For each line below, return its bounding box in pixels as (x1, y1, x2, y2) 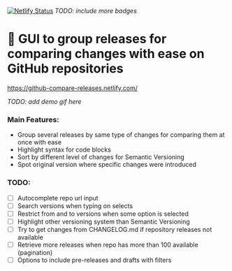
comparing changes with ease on (7, 46, 205, 62)
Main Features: (7, 115, 59, 124)
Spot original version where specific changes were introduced (17, 161, 197, 169)
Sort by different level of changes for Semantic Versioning (17, 153, 185, 161)
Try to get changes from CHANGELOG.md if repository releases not (17, 225, 212, 233)
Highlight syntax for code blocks (17, 145, 112, 154)
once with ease (17, 138, 61, 147)
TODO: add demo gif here (7, 97, 82, 105)
